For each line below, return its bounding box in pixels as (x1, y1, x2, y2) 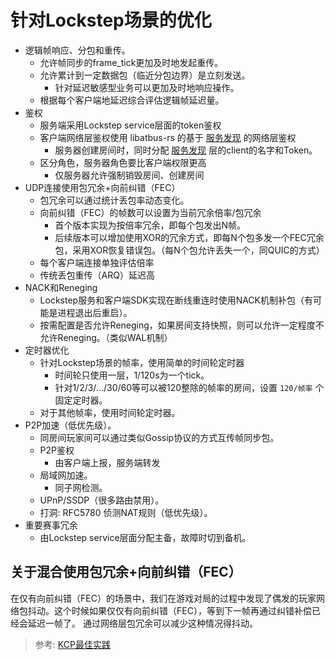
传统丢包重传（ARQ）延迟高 (39, 269, 155, 281)
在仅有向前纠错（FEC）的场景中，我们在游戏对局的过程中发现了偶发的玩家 (10, 592, 317, 604)
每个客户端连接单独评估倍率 (39, 256, 155, 268)
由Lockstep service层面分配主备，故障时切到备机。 (39, 531, 252, 543)
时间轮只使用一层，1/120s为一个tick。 (54, 369, 210, 381)
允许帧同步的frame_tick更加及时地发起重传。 (39, 56, 224, 68)
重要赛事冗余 (24, 519, 78, 531)
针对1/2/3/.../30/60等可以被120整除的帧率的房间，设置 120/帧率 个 (54, 381, 325, 393)
